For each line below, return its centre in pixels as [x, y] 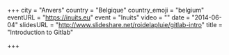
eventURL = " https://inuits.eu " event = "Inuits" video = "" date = [99, 17]
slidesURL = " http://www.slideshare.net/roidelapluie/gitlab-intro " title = [121, 25]
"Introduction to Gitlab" [40, 32]
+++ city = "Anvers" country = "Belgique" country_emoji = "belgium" [106, 10]
